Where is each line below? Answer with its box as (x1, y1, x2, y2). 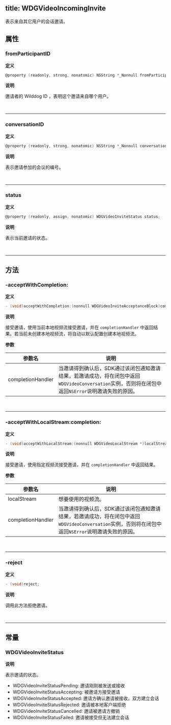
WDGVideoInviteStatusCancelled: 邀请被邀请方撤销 (12, 708, 120, 714)
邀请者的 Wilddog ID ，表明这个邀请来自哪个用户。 (5, 93, 111, 99)
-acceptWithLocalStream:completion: (5, 419, 101, 426)
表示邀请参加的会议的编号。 (5, 164, 64, 170)
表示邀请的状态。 (5, 672, 41, 678)
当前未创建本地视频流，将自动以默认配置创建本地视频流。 (18, 331, 139, 337)
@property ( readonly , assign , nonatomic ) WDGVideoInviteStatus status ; (5, 214, 160, 219)
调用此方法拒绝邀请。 (5, 602, 50, 608)
